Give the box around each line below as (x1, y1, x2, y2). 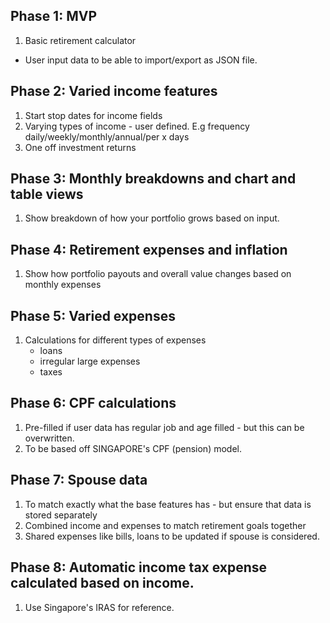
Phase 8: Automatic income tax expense (10, 559, 268, 576)
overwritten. (24, 432, 75, 444)
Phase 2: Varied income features (10, 83, 218, 100)
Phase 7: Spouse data (10, 472, 148, 489)
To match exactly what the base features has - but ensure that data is (24, 498, 312, 510)
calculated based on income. (10, 575, 195, 592)
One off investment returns (24, 141, 137, 153)
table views (10, 186, 84, 203)
